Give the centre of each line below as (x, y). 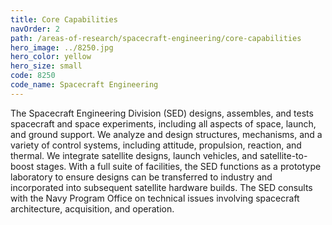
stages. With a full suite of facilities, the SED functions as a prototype (179, 166)
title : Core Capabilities (64, 19)
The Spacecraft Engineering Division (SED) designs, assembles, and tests (162, 113)
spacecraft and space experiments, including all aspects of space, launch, (163, 123)
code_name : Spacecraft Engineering (84, 85)
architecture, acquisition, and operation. (92, 208)
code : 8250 (33, 76)
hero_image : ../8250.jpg (62, 47)
